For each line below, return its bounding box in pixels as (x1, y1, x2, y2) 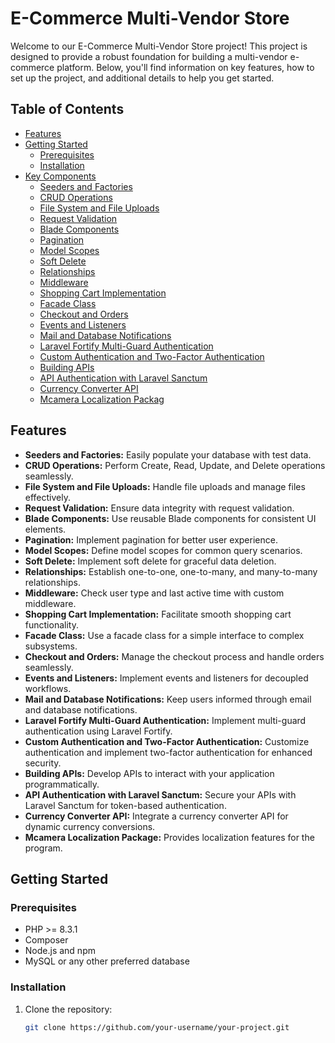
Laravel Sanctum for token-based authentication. (24, 799, 227, 811)
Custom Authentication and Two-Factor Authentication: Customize (24, 735, 310, 747)
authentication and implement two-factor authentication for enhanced (24, 746, 313, 758)
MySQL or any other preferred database (24, 955, 190, 967)
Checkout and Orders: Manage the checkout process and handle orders (24, 650, 325, 662)
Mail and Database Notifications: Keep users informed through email (24, 693, 312, 705)
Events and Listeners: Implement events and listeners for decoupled (24, 672, 309, 684)
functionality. (24, 618, 79, 631)
